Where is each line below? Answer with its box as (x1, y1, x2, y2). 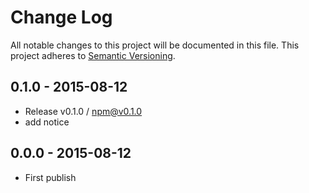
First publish (24, 171, 77, 183)
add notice (24, 116, 70, 128)
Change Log (10, 6, 113, 29)
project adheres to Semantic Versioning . (10, 49, 176, 61)
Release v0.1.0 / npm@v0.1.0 (24, 105, 143, 117)
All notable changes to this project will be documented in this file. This (10, 39, 300, 51)
